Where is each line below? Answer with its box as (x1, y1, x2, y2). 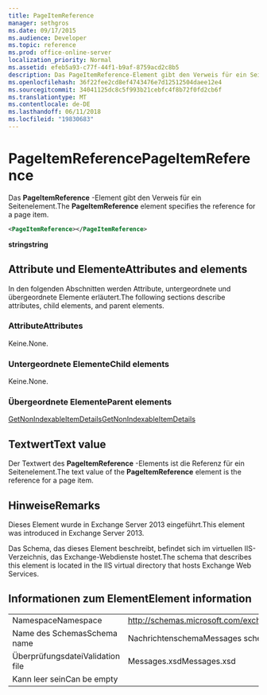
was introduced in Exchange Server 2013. (8, 529, 145, 538)
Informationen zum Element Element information (8, 592, 252, 606)
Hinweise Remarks (8, 498, 101, 512)
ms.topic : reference (8, 41, 77, 49)
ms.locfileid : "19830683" (8, 115, 94, 123)
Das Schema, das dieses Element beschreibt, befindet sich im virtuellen (8, 544, 243, 553)
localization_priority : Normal (8, 57, 112, 64)
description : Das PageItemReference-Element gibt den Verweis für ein (8, 71, 247, 79)
